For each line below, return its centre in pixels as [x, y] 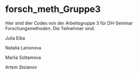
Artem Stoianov [21, 67]
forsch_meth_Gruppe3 [53, 9]
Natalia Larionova [23, 47]
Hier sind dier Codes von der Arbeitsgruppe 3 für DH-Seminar [69, 23]
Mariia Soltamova [23, 57]
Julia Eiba [15, 38]
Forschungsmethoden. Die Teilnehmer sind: [50, 28]
